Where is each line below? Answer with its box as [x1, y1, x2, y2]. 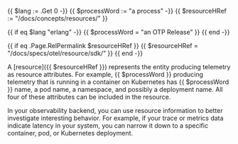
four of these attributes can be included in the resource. [7, 92, 171, 101]
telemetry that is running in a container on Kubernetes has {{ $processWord [7, 78, 229, 86]
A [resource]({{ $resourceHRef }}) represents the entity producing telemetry [7, 63, 231, 71]
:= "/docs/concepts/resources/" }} [7, 14, 108, 23]
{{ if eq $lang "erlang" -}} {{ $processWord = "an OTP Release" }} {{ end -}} [7, 28, 230, 36]
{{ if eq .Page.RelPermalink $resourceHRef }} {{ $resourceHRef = [7, 42, 199, 49]
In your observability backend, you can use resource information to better [7, 107, 223, 114]
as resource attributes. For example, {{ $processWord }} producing [7, 71, 204, 78]
